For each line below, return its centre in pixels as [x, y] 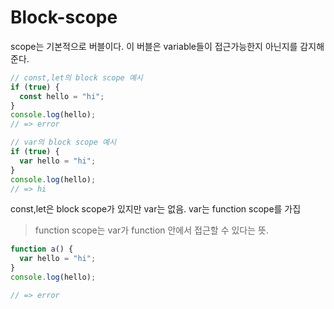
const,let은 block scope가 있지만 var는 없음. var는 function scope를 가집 [156, 209]
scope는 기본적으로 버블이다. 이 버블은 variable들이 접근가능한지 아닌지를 [154, 46]
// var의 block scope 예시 [63, 142]
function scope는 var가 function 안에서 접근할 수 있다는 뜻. [151, 230]
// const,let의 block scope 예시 [76, 77]
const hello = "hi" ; [62, 96]
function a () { [42, 249]
